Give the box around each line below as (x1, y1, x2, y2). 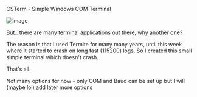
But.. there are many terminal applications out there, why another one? (6, 29, 183, 36)
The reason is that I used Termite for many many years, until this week (6, 41, 182, 48)
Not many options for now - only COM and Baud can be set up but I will (6, 77, 185, 84)
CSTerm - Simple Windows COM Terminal (6, 5, 111, 12)
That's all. (6, 65, 31, 73)
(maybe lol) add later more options (6, 84, 93, 91)
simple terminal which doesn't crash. (6, 54, 98, 60)
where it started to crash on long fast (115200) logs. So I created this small (6, 47, 192, 54)
